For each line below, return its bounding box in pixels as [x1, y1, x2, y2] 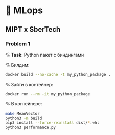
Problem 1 [5, 40, 31, 47]
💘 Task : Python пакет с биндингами [5, 51, 84, 58]
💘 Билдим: [5, 62, 30, 68]
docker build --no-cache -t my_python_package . [5, 72, 111, 77]
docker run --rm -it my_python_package [5, 91, 90, 96]
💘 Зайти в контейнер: [5, 81, 54, 87]
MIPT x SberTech [5, 25, 61, 34]
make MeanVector [5, 111, 40, 116]
